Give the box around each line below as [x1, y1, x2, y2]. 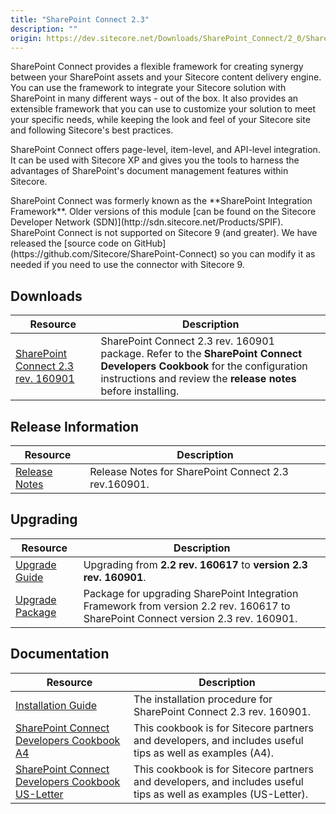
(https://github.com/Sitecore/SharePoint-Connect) [10, 248, 218, 260]
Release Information [10, 418, 140, 435]
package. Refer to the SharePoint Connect [100, 347, 303, 361]
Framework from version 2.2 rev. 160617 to [83, 599, 291, 613]
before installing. [100, 384, 180, 398]
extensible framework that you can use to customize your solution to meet [10, 103, 317, 115]
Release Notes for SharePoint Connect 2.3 [89, 465, 289, 478]
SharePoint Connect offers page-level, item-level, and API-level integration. [10, 144, 321, 156]
